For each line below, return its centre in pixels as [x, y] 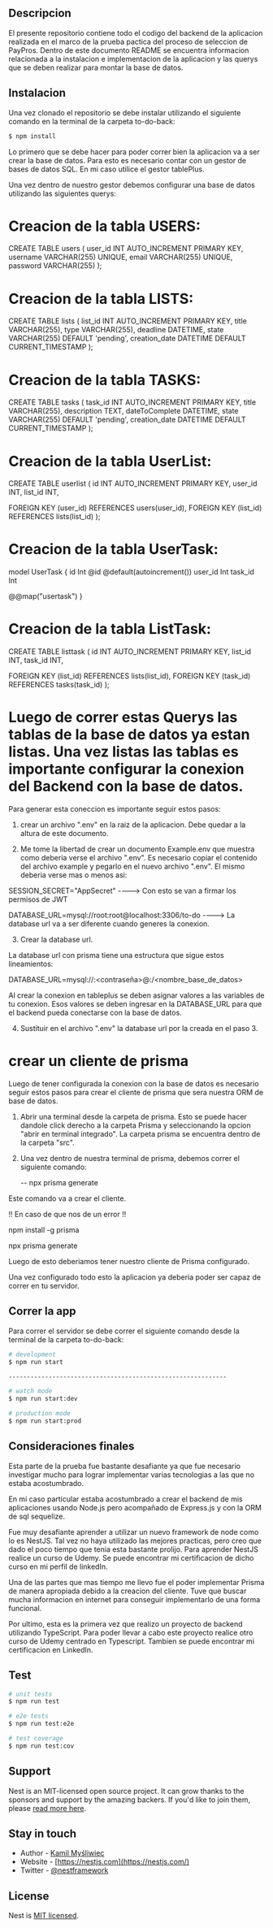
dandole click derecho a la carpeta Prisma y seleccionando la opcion [135, 1125]
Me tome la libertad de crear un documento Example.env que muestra [137, 849]
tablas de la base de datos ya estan [129, 735]
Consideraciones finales [71, 1447]
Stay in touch [43, 1834]
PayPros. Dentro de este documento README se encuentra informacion [129, 50]
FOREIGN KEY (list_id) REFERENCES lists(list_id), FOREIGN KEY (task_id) [130, 676]
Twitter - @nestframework [64, 1870]
